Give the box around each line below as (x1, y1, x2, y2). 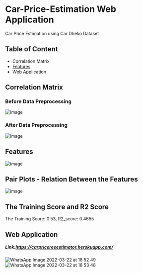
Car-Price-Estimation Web (5, 3, 117, 15)
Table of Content (5, 45, 58, 53)
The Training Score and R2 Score (5, 202, 109, 211)
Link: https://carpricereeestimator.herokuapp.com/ (5, 244, 113, 250)
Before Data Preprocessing (5, 98, 72, 105)
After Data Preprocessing (5, 122, 68, 129)
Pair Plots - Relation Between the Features (5, 175, 138, 183)
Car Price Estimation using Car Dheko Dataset (5, 30, 99, 36)
